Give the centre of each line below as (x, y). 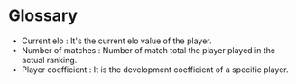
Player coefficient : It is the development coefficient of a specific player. (155, 70)
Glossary (43, 16)
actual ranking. (49, 60)
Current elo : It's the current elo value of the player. (117, 41)
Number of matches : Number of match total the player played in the (148, 50)
